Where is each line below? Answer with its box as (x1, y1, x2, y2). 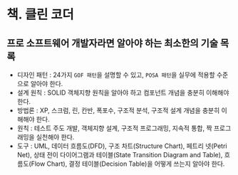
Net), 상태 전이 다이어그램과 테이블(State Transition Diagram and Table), (16, 151, 223, 159)
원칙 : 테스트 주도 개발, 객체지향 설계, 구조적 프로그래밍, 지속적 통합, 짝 (16, 124, 212, 132)
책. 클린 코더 (6, 6, 74, 23)
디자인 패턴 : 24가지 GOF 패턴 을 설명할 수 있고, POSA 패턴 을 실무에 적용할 (16, 70, 215, 79)
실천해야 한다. (36, 133, 75, 141)
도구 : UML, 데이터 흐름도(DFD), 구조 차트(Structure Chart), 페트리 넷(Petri (16, 142, 227, 150)
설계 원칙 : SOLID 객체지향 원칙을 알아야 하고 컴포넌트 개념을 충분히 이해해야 (16, 88, 229, 97)
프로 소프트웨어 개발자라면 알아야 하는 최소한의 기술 (6, 37, 219, 49)
